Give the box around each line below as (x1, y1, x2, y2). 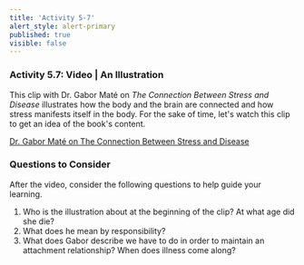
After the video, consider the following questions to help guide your (9, 179, 261, 190)
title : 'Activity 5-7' (9, 13, 95, 23)
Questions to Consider (9, 158, 111, 171)
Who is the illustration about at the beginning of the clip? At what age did (22, 206, 295, 217)
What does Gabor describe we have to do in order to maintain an (22, 235, 265, 246)
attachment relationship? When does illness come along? (22, 244, 236, 255)
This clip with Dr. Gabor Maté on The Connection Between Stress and (9, 89, 270, 100)
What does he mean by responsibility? (22, 225, 166, 236)
